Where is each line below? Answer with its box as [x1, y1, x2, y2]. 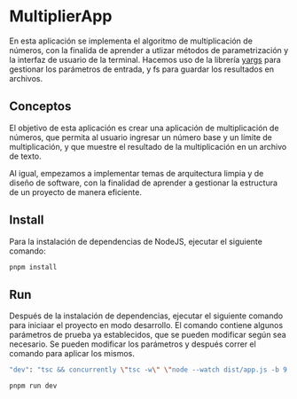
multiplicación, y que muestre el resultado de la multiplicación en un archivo [9, 141, 287, 152]
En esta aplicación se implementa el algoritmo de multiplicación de [9, 35, 253, 46]
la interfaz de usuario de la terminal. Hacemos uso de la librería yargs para [9, 54, 281, 65]
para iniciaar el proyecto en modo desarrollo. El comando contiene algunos [9, 320, 284, 331]
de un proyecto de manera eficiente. [9, 186, 142, 197]
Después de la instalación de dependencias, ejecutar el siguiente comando [9, 310, 284, 321]
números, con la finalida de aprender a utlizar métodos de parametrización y [9, 44, 289, 55]
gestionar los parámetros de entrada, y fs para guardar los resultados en [9, 64, 275, 74]
